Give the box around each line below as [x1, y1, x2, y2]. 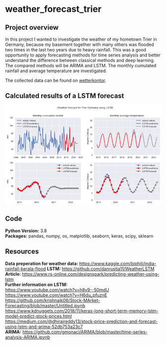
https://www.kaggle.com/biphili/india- [79, 260, 157, 266]
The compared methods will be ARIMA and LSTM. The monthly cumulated [5, 63, 157, 68]
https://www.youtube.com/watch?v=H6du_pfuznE [5, 292, 108, 298]
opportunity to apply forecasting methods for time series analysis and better [5, 52, 161, 58]
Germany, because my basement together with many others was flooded [5, 42, 154, 48]
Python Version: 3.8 [5, 228, 47, 234]
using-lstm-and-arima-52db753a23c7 [5, 323, 83, 330]
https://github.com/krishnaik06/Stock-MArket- [5, 297, 101, 303]
